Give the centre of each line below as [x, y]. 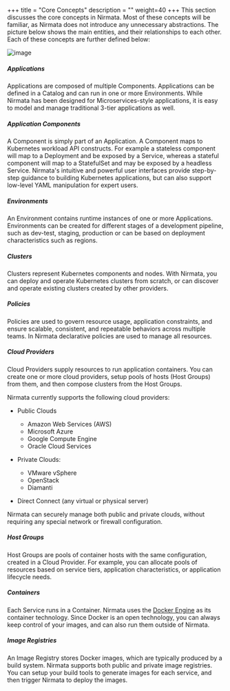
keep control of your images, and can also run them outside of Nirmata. [108, 625]
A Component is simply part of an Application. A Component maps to [105, 141]
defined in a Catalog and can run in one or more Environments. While [105, 93]
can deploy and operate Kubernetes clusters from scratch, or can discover [113, 281]
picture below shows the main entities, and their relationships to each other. [115, 32]
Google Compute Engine [62, 438]
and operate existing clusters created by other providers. [88, 288]
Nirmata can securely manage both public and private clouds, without [106, 514]
